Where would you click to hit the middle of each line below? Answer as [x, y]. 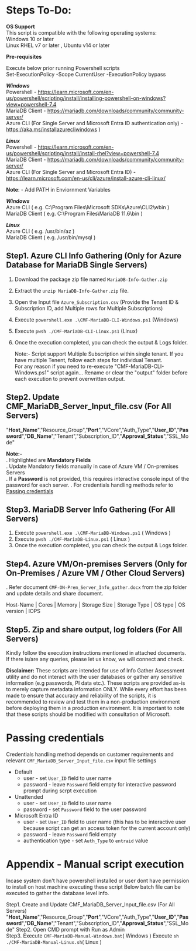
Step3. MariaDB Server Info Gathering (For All [91, 509]
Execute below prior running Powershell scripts [63, 68]
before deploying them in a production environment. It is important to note [95, 708]
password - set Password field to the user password [85, 809]
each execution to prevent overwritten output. [70, 379]
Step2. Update [33, 397]
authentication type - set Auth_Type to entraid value [86, 841]
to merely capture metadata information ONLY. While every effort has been [97, 689]
